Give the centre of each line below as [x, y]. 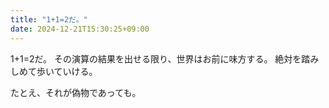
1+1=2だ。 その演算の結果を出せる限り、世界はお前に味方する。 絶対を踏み [165, 58]
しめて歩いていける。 [54, 71]
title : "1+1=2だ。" [49, 19]
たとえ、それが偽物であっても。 [76, 92]
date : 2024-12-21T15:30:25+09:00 [80, 29]
